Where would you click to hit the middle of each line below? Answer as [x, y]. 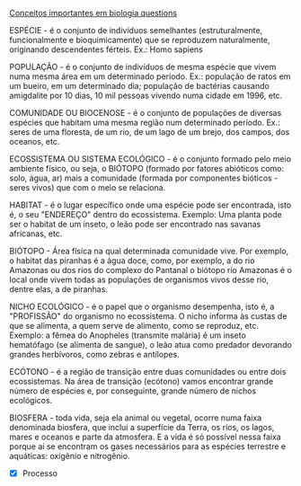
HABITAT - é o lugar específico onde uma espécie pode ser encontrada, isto [150, 205]
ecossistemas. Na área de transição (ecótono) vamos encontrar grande [142, 381]
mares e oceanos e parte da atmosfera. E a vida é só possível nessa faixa [145, 437]
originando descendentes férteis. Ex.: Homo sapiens [106, 49]
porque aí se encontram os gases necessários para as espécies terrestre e [148, 446]
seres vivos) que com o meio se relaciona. [88, 187]
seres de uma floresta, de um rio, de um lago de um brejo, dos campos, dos [150, 132]
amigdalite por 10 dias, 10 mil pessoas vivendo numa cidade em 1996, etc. [146, 95]
